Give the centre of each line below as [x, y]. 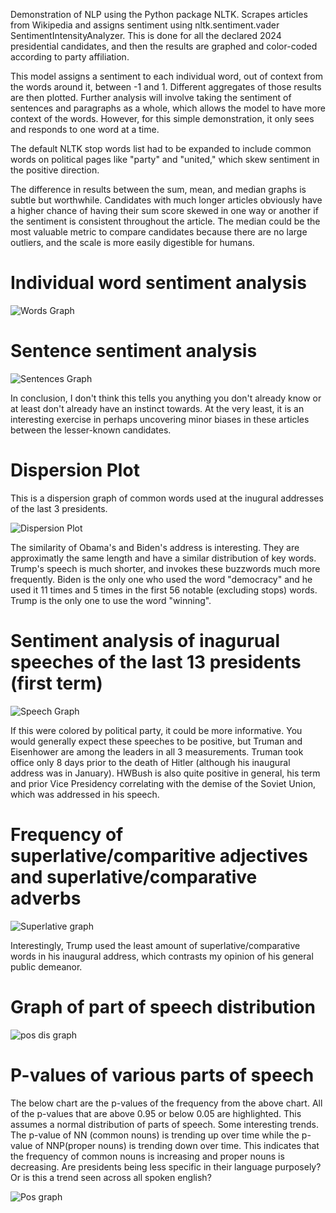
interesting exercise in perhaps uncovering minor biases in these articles [160, 419]
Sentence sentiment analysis [134, 351]
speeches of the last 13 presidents [156, 662]
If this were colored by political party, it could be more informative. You [156, 730]
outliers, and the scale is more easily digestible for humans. [132, 242]
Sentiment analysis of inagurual [145, 641]
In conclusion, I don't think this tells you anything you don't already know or [166, 398]
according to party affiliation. [70, 57]
